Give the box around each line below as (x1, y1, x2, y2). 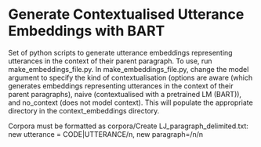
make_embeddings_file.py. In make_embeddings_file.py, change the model (8, 64, 249, 73)
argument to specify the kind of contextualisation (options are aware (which (8, 73, 253, 82)
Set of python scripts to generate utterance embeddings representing (8, 48, 233, 57)
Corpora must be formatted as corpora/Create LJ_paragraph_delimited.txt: (8, 121, 249, 131)
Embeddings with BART (8, 22, 165, 40)
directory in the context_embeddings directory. (8, 106, 160, 115)
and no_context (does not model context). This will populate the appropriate (8, 98, 253, 107)
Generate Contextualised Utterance (8, 5, 245, 23)
